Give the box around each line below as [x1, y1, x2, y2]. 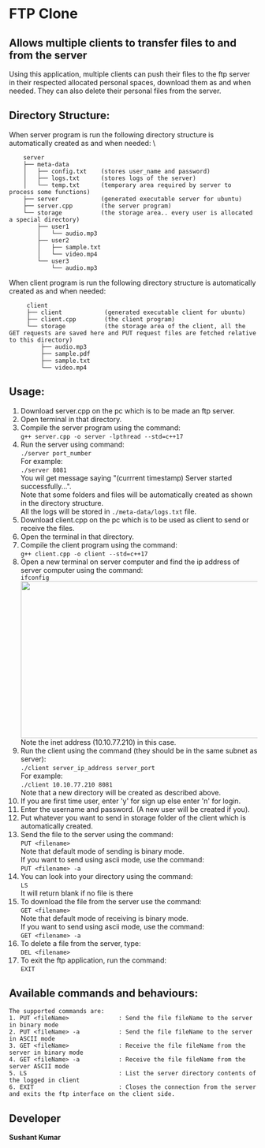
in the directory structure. [20, 498, 104, 507]
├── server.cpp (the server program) [23, 202, 172, 210]
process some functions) [9, 188, 91, 196]
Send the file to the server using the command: [20, 829, 174, 839]
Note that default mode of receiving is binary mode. [20, 913, 188, 923]
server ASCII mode [9, 1063, 69, 1071]
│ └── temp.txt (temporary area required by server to [23, 181, 232, 189]
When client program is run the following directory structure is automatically [9, 278, 256, 287]
